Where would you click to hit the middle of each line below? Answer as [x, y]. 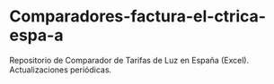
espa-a [36, 35]
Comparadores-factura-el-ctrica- [138, 17]
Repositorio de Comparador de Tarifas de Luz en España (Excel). [129, 60]
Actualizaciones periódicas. [61, 70]
